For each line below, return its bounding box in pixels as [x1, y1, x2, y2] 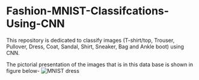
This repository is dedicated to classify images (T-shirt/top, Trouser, [6, 36, 175, 44]
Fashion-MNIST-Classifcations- [6, 4, 170, 18]
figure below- [6, 67, 40, 74]
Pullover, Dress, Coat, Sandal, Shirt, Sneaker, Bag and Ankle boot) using [6, 43, 185, 50]
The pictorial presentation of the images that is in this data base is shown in [6, 61, 194, 68]
